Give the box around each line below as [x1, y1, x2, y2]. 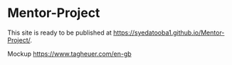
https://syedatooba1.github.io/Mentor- [113, 28, 225, 37]
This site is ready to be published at [7, 28, 112, 37]
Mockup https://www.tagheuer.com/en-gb [7, 49, 132, 58]
